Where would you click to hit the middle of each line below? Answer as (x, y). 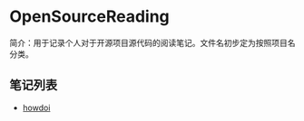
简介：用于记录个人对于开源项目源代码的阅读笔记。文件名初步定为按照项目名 (152, 42)
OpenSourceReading (89, 17)
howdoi (36, 107)
